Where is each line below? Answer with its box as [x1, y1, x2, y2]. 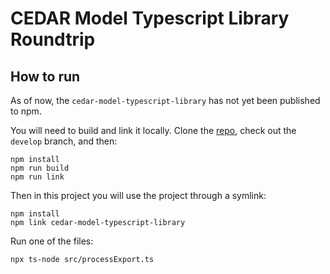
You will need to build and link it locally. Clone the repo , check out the [10, 125, 297, 136]
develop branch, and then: [10, 135, 118, 147]
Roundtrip [10, 28, 96, 51]
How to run [10, 68, 81, 85]
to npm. [10, 105, 42, 117]
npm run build [10, 163, 70, 173]
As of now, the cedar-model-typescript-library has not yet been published [10, 95, 321, 106]
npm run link [10, 172, 65, 182]
